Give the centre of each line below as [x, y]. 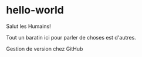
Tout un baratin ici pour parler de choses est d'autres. [71, 37]
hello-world [35, 10]
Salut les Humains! [28, 26]
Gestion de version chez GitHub [45, 49]
